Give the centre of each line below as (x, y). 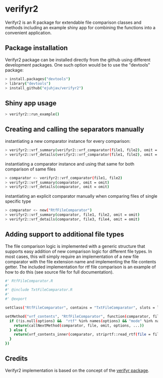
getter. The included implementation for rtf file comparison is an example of (81, 267)
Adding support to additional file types (65, 234)
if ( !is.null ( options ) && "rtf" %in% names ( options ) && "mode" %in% (81, 321)
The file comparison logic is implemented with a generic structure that (75, 246)
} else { (18, 330)
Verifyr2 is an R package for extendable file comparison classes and (73, 22)
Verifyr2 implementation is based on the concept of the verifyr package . (77, 370)
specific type (18, 201)
